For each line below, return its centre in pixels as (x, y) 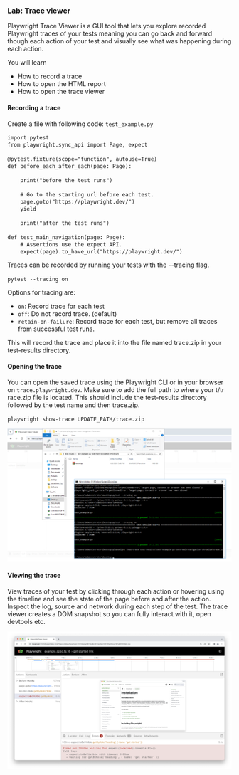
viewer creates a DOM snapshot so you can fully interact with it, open (109, 613)
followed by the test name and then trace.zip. (74, 405)
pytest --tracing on (38, 279)
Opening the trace (35, 367)
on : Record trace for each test (61, 306)
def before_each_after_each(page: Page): (70, 166)
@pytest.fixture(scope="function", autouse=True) (83, 159)
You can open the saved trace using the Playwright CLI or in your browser (116, 382)
